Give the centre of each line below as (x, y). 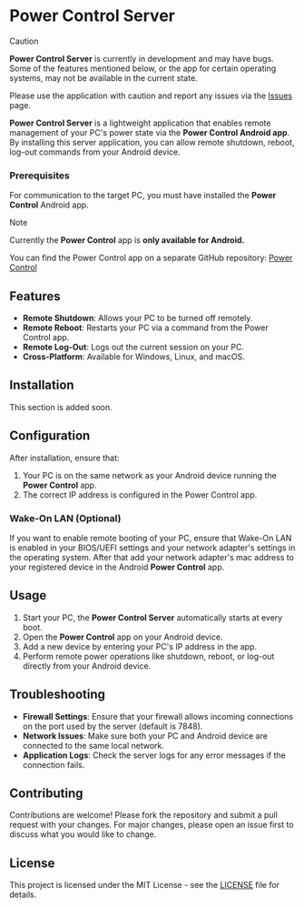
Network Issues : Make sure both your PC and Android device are (145, 736)
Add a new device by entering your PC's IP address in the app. (139, 646)
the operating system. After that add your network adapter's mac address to (152, 557)
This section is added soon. (61, 407)
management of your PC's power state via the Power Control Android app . (150, 132)
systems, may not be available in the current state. (103, 77)
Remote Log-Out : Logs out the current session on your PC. (133, 348)
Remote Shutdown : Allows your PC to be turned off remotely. (137, 318)
